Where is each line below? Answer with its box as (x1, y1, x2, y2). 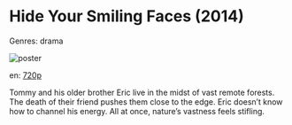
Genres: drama (9, 35, 64, 46)
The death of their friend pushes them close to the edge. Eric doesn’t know (9, 96, 283, 107)
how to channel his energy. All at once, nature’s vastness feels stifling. (9, 105, 265, 116)
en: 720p (9, 69, 42, 81)
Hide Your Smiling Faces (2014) (9, 6, 245, 27)
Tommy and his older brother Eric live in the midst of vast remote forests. (9, 87, 275, 98)
